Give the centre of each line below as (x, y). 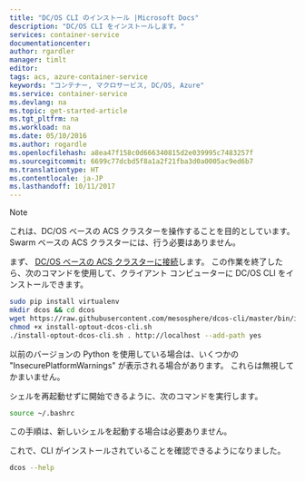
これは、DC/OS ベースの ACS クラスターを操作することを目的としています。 (152, 231)
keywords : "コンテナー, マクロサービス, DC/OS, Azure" (107, 85)
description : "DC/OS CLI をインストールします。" (97, 26)
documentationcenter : (50, 43)
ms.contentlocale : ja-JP (56, 178)
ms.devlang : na (38, 102)
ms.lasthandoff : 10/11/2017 (63, 187)
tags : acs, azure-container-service (79, 77)
